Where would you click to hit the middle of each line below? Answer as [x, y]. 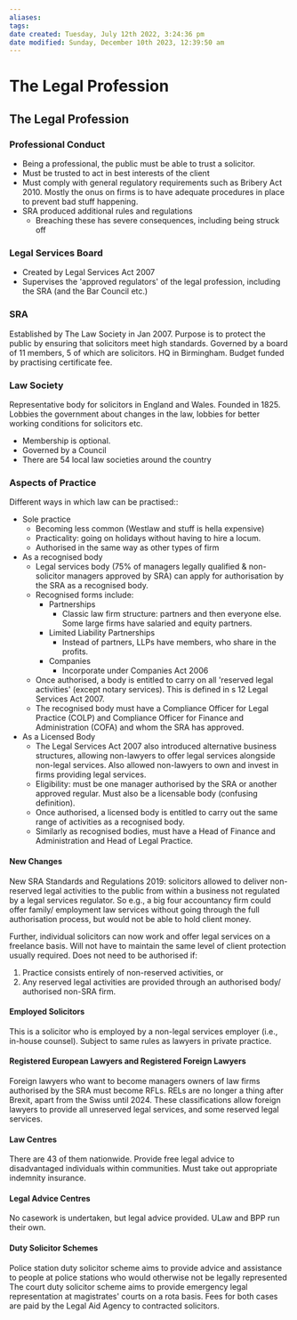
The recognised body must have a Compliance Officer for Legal [152, 709]
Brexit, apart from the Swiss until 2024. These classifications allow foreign [145, 1099]
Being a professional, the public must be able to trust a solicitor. [139, 164]
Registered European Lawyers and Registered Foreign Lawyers [128, 1061]
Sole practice [46, 519]
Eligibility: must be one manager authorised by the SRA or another [156, 784]
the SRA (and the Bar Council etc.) [85, 291]
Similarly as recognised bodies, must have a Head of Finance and [155, 831]
